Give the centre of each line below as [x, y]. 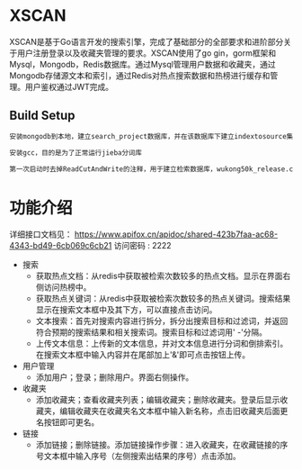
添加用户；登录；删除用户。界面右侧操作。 [115, 377]
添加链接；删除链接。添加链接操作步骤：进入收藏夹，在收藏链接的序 [162, 445]
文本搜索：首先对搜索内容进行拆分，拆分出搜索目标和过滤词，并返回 [162, 321]
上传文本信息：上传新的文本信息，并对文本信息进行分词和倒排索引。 [162, 344]
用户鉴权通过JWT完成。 [69, 86]
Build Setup [42, 116]
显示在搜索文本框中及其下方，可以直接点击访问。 [126, 310]
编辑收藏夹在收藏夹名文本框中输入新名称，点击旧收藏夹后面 [170, 411]
